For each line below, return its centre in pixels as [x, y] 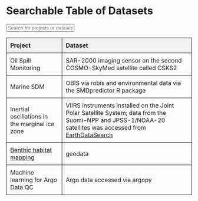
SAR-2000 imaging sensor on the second [124, 60]
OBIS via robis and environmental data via [123, 83]
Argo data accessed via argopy [109, 180]
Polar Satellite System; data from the [116, 113]
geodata [77, 153]
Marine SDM [27, 87]
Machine [22, 172]
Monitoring [25, 68]
